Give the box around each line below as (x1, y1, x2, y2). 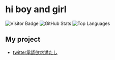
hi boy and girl (5, 4, 67, 15)
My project (5, 35, 41, 44)
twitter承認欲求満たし (12, 49, 57, 55)
